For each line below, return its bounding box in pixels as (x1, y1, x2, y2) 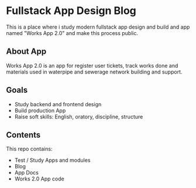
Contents (6, 130, 41, 140)
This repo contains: (6, 145, 53, 152)
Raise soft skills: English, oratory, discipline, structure (14, 113, 143, 120)
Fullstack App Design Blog (6, 4, 136, 18)
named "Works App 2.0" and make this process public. (6, 29, 139, 36)
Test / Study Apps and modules (14, 156, 91, 164)
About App (6, 47, 47, 57)
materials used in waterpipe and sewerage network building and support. (6, 68, 183, 75)
